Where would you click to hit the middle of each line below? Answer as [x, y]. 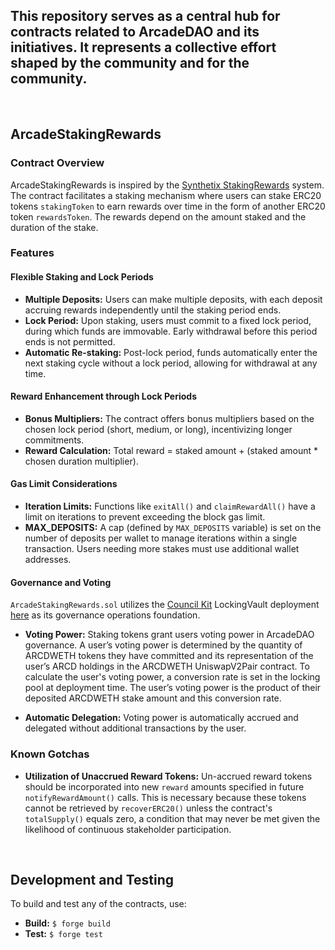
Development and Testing [92, 879]
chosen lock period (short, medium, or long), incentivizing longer [158, 429]
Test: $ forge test [63, 934]
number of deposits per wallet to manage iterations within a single [161, 538]
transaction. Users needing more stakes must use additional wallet [162, 549]
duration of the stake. [54, 227]
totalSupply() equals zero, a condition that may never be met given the [172, 818]
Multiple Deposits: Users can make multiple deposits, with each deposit [173, 299]
